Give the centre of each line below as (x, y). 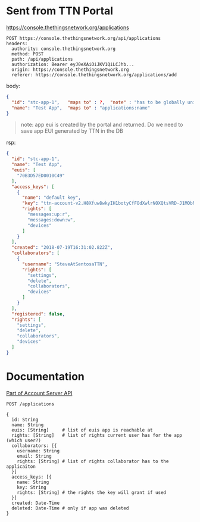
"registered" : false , (38, 314)
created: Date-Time (36, 503)
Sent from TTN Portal (60, 11)
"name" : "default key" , (51, 198)
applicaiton (21, 466)
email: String (34, 456)
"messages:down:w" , (52, 220)
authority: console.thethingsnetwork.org (64, 49)
